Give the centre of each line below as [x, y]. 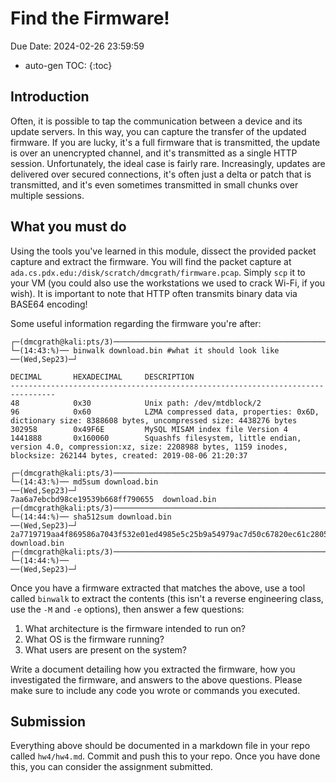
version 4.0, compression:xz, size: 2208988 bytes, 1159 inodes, [149, 447]
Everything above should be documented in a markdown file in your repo [160, 746]
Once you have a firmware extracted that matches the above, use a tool [158, 588]
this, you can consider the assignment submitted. [112, 767]
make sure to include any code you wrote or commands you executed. [155, 690]
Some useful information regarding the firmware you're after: [136, 323]
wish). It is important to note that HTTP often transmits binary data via [154, 293]
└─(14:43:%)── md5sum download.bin [84, 482]
